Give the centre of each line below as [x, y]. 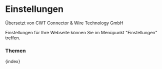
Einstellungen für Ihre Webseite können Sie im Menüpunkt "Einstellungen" [81, 32]
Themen [15, 51]
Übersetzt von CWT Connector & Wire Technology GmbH [64, 23]
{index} [13, 62]
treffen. [13, 38]
